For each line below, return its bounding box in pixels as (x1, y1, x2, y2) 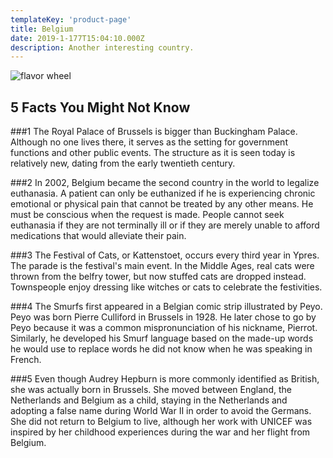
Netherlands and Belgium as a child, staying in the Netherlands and (10, 394, 288, 406)
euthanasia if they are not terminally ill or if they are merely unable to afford (10, 219, 320, 231)
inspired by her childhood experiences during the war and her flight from (10, 426, 311, 438)
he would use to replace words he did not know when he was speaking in (10, 343, 313, 355)
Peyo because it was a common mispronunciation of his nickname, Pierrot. (10, 322, 318, 334)
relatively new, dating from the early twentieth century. (10, 157, 236, 170)
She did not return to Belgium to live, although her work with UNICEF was (10, 416, 313, 428)
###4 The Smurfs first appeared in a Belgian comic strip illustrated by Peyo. (10, 301, 323, 313)
